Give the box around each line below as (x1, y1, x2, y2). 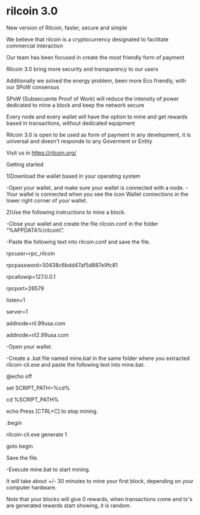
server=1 (6, 308, 28, 315)
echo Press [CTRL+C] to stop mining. (6, 407, 98, 415)
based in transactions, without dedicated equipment (6, 119, 135, 127)
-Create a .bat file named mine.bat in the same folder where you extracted (6, 355, 190, 362)
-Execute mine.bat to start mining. (6, 466, 91, 473)
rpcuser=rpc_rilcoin (6, 249, 55, 257)
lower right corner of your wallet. (6, 197, 88, 204)
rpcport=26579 (6, 284, 44, 292)
